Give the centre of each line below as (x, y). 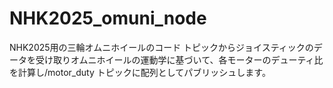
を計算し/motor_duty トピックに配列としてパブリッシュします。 (140, 72)
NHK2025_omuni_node (108, 18)
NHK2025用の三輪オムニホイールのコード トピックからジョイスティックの (161, 47)
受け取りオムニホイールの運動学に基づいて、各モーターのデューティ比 (179, 59)
